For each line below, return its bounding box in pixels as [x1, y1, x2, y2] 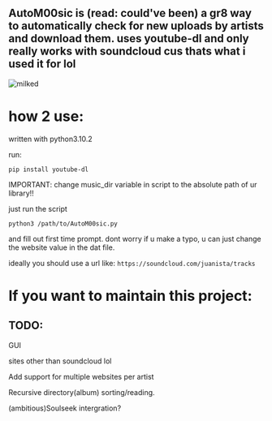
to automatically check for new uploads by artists [8, 19, 264, 33]
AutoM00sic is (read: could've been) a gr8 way [8, 6, 252, 20]
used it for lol [8, 57, 76, 71]
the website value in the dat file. [8, 243, 115, 252]
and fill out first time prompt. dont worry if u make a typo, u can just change [8, 234, 261, 243]
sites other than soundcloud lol [8, 356, 112, 366]
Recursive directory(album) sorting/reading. [8, 387, 156, 397]
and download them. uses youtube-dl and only [8, 32, 249, 45]
